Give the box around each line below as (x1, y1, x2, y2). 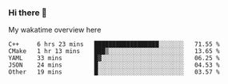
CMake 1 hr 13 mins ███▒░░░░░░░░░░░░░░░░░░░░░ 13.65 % (8, 48, 220, 55)
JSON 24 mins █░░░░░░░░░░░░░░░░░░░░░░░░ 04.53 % (8, 61, 220, 70)
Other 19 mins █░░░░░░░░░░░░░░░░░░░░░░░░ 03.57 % (8, 68, 220, 76)
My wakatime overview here (8, 25, 102, 35)
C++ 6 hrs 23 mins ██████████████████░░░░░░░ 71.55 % (8, 40, 220, 48)
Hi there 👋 (8, 7, 48, 18)
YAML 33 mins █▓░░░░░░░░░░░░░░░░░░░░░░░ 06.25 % (8, 55, 220, 63)
